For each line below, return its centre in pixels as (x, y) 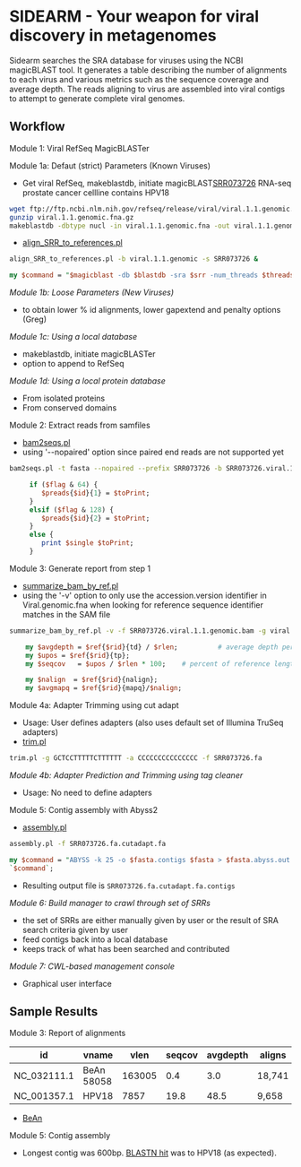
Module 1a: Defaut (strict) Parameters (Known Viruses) (110, 165)
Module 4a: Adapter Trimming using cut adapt (94, 705)
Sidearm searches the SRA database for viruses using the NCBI (126, 60)
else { (41, 535)
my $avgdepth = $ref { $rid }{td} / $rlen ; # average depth (152, 647)
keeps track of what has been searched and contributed (126, 948)
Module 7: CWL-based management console (92, 966)
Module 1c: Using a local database (73, 337)
